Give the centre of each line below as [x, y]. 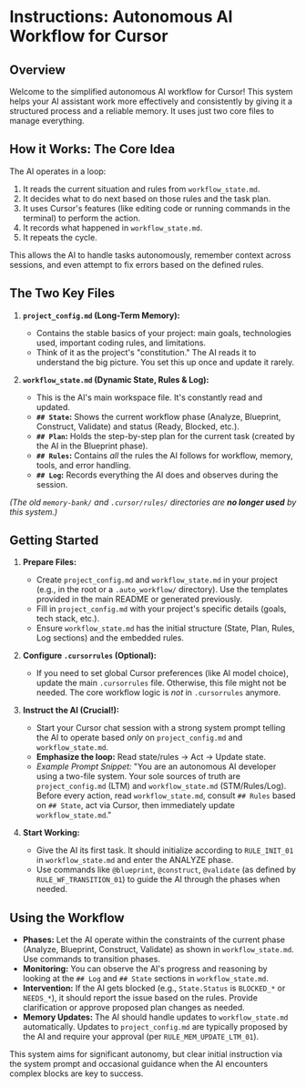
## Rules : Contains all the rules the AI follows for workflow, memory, [164, 455]
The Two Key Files [62, 293]
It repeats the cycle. [60, 237]
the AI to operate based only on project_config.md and [139, 738]
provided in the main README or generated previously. [139, 600]
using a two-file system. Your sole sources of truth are [138, 776]
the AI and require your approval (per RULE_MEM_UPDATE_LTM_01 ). [141, 1037]
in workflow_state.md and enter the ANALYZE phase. [135, 860]
